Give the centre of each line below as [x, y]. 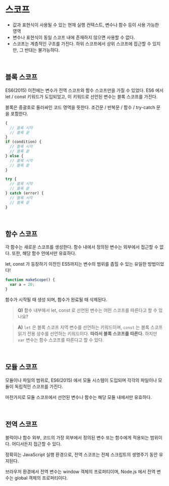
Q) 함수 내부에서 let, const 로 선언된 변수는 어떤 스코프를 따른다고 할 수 [88, 310]
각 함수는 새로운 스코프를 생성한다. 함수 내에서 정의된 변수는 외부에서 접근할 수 [82, 247]
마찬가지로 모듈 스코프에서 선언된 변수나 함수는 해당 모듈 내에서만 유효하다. [79, 397]
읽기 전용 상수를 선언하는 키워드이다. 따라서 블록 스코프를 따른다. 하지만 [87, 333]
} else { [14, 156]
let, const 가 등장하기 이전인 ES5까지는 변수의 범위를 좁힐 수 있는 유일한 [76, 264]
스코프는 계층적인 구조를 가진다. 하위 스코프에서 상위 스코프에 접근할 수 [82, 43]
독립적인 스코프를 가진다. [39, 386]
